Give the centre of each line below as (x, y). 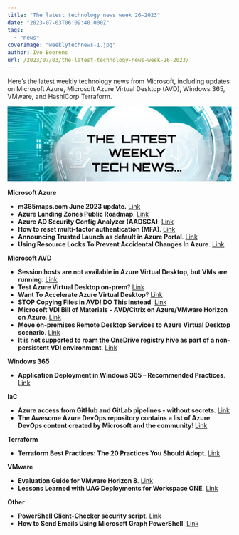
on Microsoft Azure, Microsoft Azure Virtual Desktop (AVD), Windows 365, (116, 88)
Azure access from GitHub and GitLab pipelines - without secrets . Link (123, 410)
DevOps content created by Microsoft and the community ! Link (112, 425)
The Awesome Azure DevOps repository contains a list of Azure (114, 417)
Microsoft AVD (30, 258)
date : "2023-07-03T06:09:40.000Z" (59, 22)
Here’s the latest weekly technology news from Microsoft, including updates (118, 81)
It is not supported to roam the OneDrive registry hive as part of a (116, 340)
